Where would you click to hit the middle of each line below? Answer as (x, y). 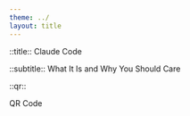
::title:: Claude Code (45, 51)
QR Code (26, 103)
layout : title (36, 26)
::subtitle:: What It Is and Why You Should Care (95, 69)
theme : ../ (29, 17)
